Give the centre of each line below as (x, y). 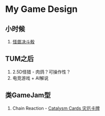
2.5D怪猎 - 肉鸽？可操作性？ (41, 72)
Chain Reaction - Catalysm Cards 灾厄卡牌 (56, 108)
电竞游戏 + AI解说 (30, 78)
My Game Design (41, 9)
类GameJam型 (28, 95)
